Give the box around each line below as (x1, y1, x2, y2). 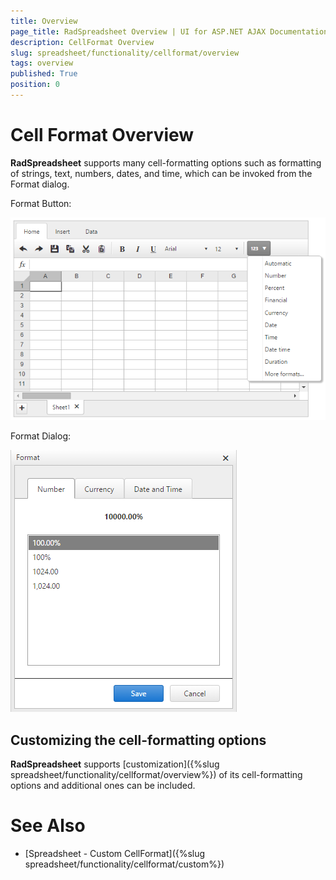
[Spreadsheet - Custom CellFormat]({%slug (24, 848, 206, 860)
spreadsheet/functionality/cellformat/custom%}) (24, 858, 225, 870)
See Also (10, 815, 86, 837)
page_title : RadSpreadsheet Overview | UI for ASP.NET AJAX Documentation (10, 26, 329, 37)
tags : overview (10, 58, 74, 69)
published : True (10, 69, 78, 79)
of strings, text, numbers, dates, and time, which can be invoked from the (10, 167, 313, 179)
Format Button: (10, 197, 72, 209)
